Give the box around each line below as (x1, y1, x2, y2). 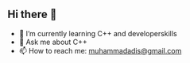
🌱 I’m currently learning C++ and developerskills (18, 28, 177, 38)
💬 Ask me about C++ (18, 37, 88, 46)
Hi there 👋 (7, 8, 57, 21)
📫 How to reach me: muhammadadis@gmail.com (18, 46, 182, 55)
